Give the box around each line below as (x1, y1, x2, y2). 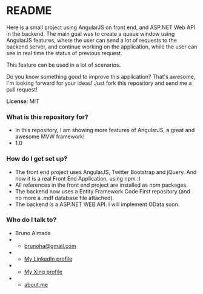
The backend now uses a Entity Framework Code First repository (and (15, 187, 191, 195)
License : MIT (6, 98, 39, 105)
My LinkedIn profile (24, 255, 73, 262)
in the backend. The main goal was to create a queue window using (6, 30, 175, 37)
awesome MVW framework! (15, 133, 85, 140)
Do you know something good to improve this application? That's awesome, (6, 73, 196, 80)
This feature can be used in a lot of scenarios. (6, 61, 121, 68)
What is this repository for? (6, 113, 89, 121)
